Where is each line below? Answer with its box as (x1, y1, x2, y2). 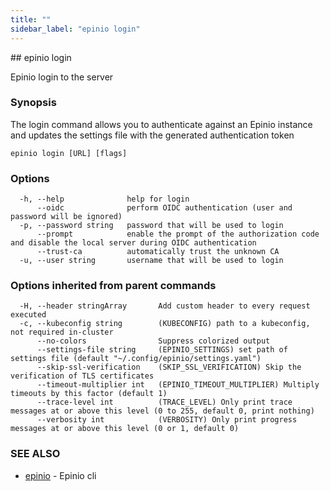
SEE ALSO (10, 447, 61, 461)
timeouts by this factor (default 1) (10, 389, 168, 399)
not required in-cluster (10, 327, 114, 338)
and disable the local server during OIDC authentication (10, 238, 257, 248)
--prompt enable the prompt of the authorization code (36, 229, 320, 240)
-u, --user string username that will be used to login (19, 256, 284, 266)
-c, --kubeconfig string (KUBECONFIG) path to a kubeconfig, (19, 319, 311, 329)
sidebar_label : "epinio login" (10, 24, 141, 34)
